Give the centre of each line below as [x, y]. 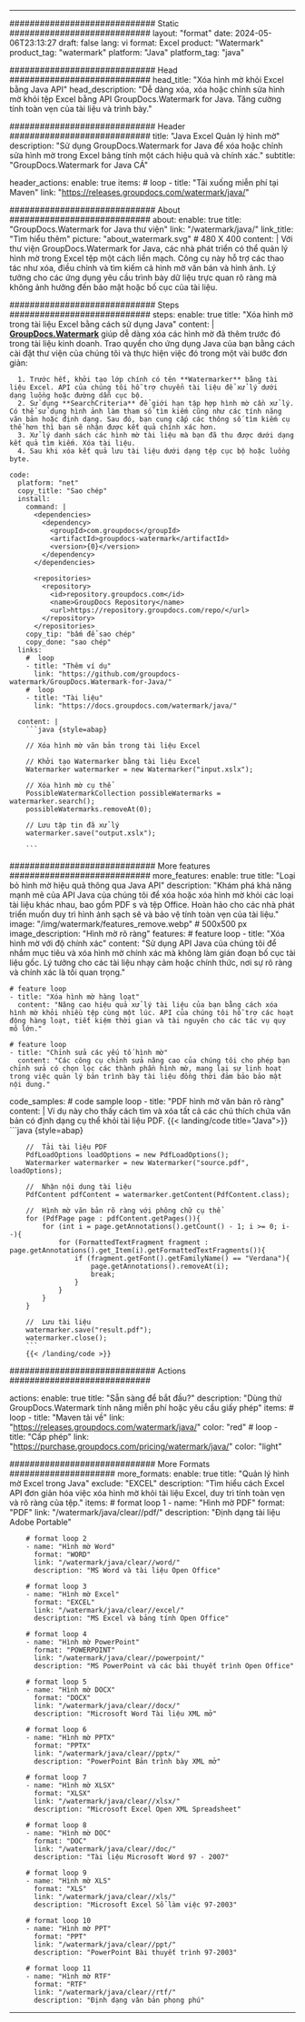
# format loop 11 [59, 1968]
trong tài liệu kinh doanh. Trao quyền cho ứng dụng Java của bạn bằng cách [152, 343]
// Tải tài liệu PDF [66, 1147]
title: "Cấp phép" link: [49, 1437]
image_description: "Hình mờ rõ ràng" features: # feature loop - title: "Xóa [148, 934]
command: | [46, 507]
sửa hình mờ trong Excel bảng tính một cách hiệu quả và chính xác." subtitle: [152, 155]
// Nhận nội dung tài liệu [79, 1187]
